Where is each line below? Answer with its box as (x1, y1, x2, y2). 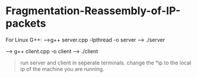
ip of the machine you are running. (20, 65, 104, 72)
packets (5, 17, 46, 30)
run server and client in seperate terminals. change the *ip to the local (20, 59, 191, 66)
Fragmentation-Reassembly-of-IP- (5, 4, 181, 18)
